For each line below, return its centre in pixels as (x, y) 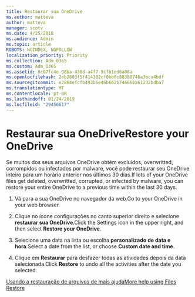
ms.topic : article (28, 45)
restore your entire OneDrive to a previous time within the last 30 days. (92, 187)
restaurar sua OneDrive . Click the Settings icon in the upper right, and (99, 223)
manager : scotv (25, 28)
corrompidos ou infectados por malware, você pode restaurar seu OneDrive (98, 169)
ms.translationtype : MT (35, 88)
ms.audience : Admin (30, 39)
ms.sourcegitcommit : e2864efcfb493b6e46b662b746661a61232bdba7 (85, 83)
